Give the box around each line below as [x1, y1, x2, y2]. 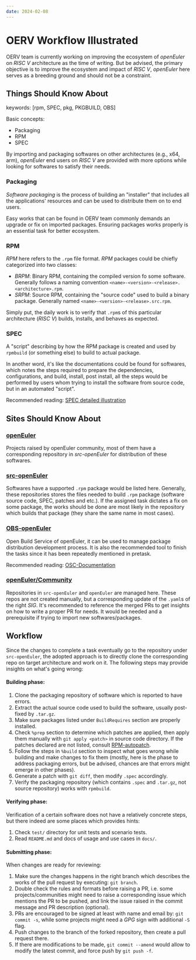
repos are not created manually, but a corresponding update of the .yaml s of [6, 595, 191, 603]
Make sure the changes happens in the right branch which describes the [14, 873, 190, 880]
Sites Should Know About [6, 414, 101, 424]
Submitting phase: [6, 848, 52, 855]
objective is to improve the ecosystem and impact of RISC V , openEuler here [6, 66, 190, 73]
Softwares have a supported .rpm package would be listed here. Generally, [6, 485, 186, 492]
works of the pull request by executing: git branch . [14, 879, 139, 886]
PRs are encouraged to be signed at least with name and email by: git [14, 910, 184, 917]
